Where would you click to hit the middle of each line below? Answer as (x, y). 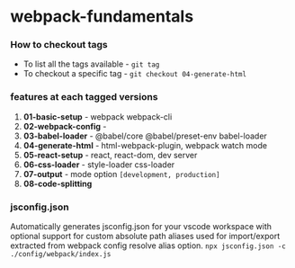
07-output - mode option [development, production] (121, 174)
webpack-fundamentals (102, 17)
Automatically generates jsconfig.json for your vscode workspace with (141, 227)
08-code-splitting (58, 183)
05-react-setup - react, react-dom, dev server (110, 155)
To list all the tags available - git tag (91, 64)
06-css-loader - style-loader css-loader (99, 165)
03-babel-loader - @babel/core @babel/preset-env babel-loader (145, 136)
